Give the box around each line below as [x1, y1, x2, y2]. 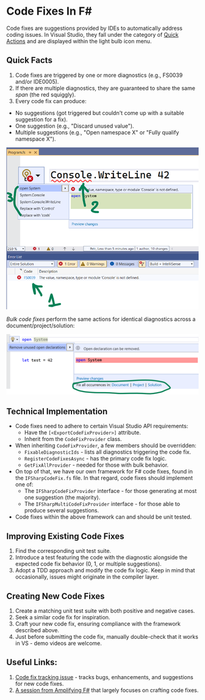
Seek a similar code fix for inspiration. [15, 614, 110, 621]
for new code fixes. [15, 680, 64, 687]
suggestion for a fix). [15, 115, 68, 123]
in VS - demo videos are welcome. [15, 640, 103, 647]
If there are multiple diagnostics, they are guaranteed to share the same [15, 84, 195, 92]
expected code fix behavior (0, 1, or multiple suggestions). [15, 560, 162, 567]
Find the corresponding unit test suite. [15, 547, 112, 555]
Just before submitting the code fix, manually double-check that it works [15, 633, 198, 641]
